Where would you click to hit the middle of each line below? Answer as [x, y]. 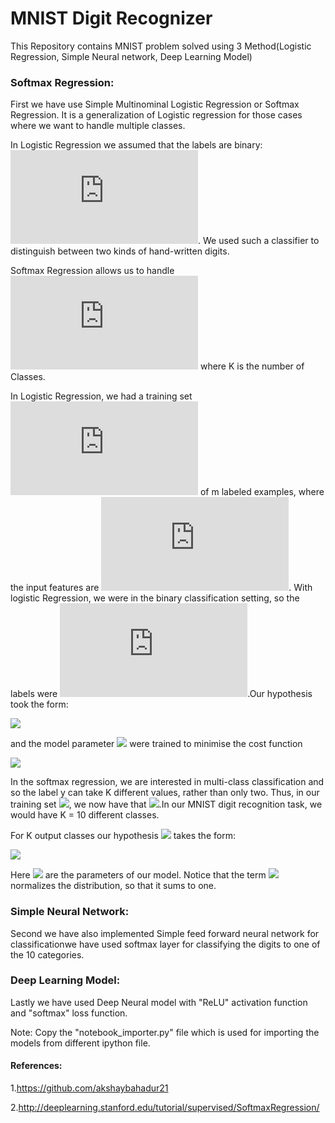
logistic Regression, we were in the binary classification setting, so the [155, 598]
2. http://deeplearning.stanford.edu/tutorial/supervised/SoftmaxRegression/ [165, 1108]
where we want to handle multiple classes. [98, 126]
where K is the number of [252, 366]
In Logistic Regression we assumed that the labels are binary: [136, 145]
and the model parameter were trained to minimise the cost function [156, 744]
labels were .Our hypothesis [161, 694]
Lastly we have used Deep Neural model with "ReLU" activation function [159, 1002]
